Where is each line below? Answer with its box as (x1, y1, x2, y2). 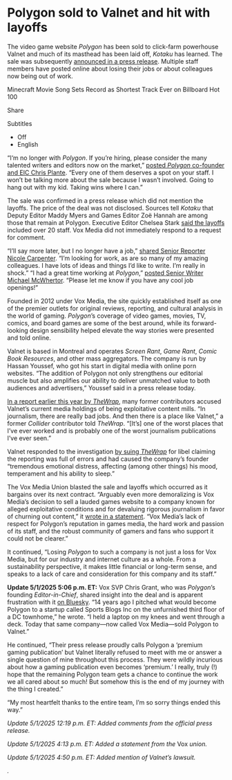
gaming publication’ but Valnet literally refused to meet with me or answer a (7, 648, 222, 656)
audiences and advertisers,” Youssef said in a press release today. (7, 383, 196, 392)
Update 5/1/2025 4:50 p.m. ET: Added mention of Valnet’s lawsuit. (7, 753, 196, 761)
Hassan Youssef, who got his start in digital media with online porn (7, 361, 197, 370)
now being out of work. (7, 71, 74, 80)
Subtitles (7, 119, 32, 127)
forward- (191, 318, 217, 327)
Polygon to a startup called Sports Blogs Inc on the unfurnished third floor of (7, 605, 225, 613)
